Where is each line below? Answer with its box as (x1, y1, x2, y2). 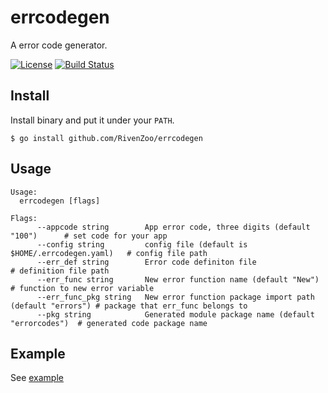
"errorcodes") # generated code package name (10, 318, 208, 328)
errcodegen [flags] (19, 196, 101, 206)
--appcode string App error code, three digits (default (36, 222, 311, 232)
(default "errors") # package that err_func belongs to (10, 301, 248, 311)
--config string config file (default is (36, 239, 248, 250)
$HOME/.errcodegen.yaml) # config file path (10, 248, 208, 258)
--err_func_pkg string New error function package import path (36, 292, 315, 302)
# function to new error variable (10, 283, 155, 293)
